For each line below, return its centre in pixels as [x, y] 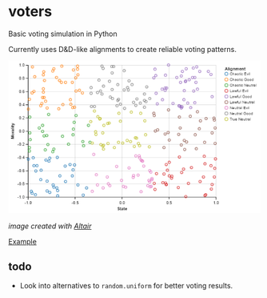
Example [23, 241]
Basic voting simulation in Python [63, 34]
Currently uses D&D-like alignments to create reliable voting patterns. [123, 49]
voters [30, 12]
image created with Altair [50, 226]
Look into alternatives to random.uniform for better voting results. [126, 286]
